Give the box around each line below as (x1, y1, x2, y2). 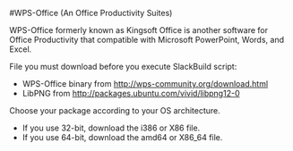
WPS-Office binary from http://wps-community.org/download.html (22, 79, 269, 88)
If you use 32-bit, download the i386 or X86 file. (22, 122, 201, 133)
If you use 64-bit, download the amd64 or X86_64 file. (22, 132, 223, 142)
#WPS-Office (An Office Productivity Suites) (9, 8, 173, 18)
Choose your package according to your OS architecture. (9, 105, 221, 115)
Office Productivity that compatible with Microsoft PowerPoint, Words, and (9, 35, 285, 45)
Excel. (9, 44, 32, 55)
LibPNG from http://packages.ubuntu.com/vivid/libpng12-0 (22, 88, 240, 98)
